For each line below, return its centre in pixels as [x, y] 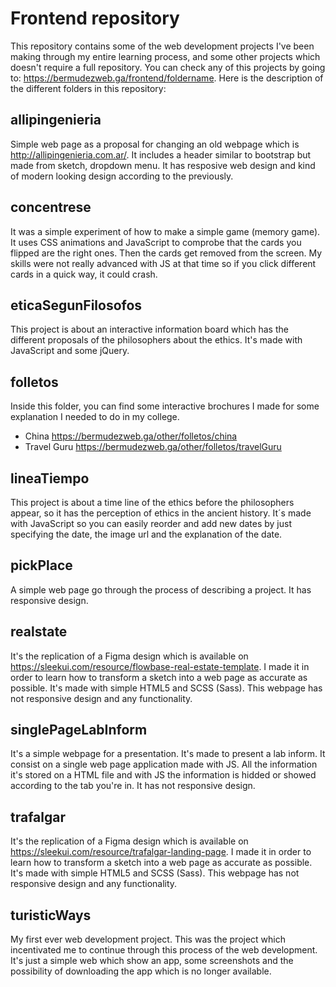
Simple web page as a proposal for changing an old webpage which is [155, 144]
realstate [39, 632]
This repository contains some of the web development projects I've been [162, 46]
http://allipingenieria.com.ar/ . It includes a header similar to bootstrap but [161, 154]
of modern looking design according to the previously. [122, 176]
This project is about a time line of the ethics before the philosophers [152, 502]
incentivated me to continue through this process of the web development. [164, 950]
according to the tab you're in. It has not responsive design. [133, 786]
